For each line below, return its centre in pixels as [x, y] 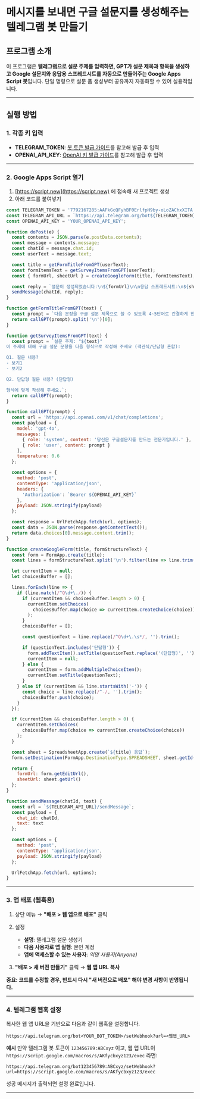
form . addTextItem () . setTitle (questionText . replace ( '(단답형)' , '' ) [111, 653]
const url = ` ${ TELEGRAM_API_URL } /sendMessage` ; [73, 807]
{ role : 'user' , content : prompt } [66, 445]
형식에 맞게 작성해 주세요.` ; [37, 390]
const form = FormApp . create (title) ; [58, 555]
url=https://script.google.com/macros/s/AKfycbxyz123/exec [81, 1072]
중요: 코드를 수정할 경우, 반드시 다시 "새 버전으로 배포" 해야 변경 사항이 [87, 979]
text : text [30, 823]
